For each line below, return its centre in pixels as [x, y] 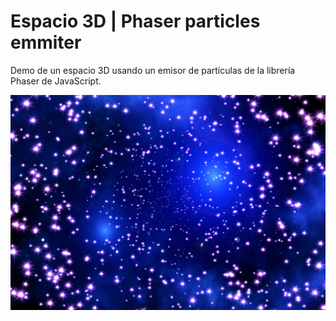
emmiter [46, 42]
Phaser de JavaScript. [56, 81]
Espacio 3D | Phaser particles [135, 21]
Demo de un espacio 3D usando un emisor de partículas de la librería [153, 70]
